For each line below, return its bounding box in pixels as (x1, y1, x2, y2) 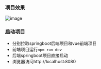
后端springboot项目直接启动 (12, 52, 68, 58)
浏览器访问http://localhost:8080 (12, 58, 76, 64)
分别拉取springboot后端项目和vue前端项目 (12, 40, 97, 46)
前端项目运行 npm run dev (12, 46, 62, 52)
